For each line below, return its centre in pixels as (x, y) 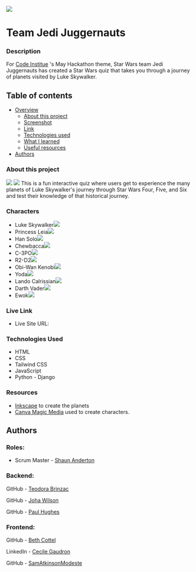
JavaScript (28, 371)
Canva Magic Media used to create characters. (72, 412)
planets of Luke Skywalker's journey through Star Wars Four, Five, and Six (97, 189)
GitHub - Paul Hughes (33, 511)
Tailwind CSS (31, 365)
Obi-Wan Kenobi (35, 267)
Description (23, 52)
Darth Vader (29, 288)
